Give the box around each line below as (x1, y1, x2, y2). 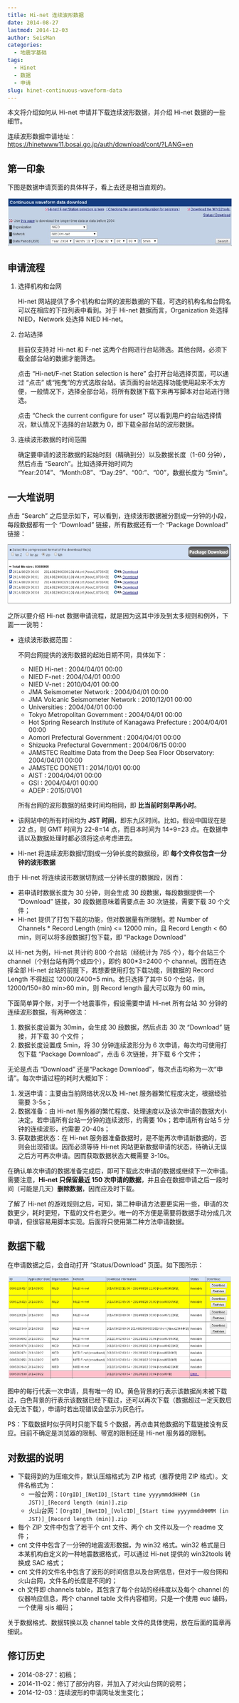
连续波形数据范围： (17, 636, 75, 644)
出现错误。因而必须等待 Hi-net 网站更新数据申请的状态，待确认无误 (30, 1142, 227, 1152)
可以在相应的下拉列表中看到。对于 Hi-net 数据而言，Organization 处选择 (17, 306, 229, 315)
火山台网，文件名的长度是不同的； (17, 1577, 118, 1585)
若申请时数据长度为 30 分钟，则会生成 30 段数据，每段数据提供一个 (17, 888, 216, 897)
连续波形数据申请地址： (7, 132, 76, 141)
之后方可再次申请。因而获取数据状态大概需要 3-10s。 (17, 1152, 174, 1160)
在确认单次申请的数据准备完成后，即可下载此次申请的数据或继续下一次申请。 (7, 1166, 232, 1175)
